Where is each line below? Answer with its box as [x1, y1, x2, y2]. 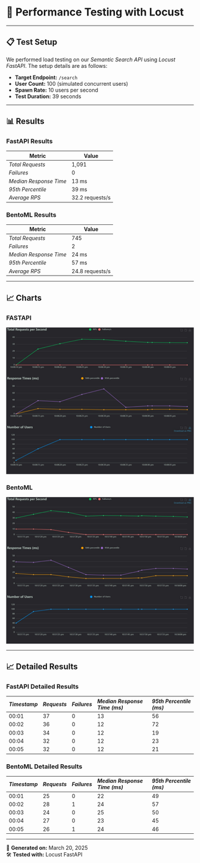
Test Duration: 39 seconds [14, 92, 82, 100]
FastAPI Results [6, 137, 53, 145]
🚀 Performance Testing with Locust [6, 5, 184, 19]
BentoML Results [6, 211, 57, 219]
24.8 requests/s [71, 267, 111, 274]
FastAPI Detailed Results [6, 683, 79, 691]
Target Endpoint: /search [14, 74, 78, 81]
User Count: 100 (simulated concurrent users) [14, 80, 129, 87]
